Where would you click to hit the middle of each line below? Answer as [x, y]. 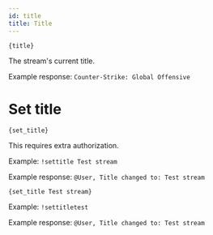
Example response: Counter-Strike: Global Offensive [99, 76]
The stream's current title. [52, 61]
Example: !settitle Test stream [63, 161]
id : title [25, 16]
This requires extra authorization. [64, 146]
